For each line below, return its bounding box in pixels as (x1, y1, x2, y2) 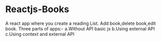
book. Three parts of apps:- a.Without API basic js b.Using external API (5, 25, 155, 31)
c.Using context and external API (5, 31, 75, 37)
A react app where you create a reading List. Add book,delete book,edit (5, 20, 156, 26)
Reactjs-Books (5, 4, 70, 15)
